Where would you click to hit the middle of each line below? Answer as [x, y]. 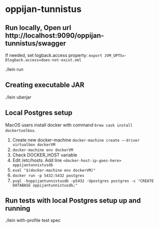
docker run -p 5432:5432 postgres [48, 175]
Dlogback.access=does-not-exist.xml [43, 60]
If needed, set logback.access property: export [54, 55]
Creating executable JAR [45, 85]
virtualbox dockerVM [34, 144]
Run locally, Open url [38, 28]
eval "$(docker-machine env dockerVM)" [54, 170]
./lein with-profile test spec [33, 220]
